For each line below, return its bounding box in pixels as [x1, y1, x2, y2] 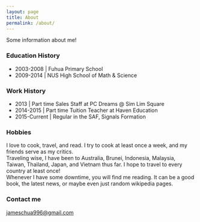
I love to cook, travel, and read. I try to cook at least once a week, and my [6, 142, 188, 149]
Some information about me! [6, 37, 77, 44]
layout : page [6, 8, 39, 15]
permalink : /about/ [6, 20, 55, 26]
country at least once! [6, 167, 61, 174]
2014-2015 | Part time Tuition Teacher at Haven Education [14, 106, 158, 114]
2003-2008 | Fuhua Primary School [14, 65, 103, 72]
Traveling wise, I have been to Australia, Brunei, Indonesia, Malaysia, [6, 155, 176, 162]
